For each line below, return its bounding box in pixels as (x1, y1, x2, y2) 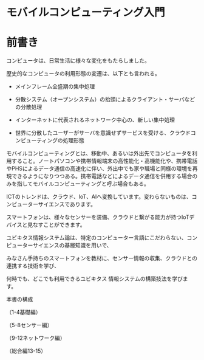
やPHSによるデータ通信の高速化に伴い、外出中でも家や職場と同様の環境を (6, 165, 192, 172)
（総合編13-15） (6, 347, 47, 355)
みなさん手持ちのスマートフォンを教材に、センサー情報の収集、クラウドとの (6, 255, 198, 262)
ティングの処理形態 (36, 137, 84, 144)
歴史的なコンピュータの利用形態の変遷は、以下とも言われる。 (6, 70, 161, 77)
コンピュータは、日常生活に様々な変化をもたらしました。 (6, 57, 150, 64)
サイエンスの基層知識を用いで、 (32, 241, 112, 249)
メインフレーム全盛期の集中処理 (15, 83, 95, 90)
